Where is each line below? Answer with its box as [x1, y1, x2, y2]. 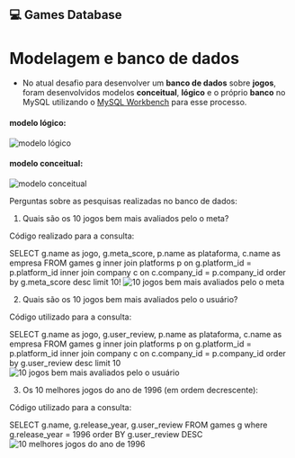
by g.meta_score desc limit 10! [9, 276, 121, 287]
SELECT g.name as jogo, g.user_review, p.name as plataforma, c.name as [9, 328, 282, 339]
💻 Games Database [9, 7, 123, 22]
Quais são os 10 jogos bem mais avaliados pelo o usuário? [22, 293, 238, 304]
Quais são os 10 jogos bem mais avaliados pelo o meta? [22, 212, 229, 223]
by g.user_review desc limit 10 [9, 357, 121, 368]
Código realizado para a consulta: [9, 230, 135, 241]
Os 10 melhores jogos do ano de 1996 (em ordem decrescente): [22, 384, 259, 395]
